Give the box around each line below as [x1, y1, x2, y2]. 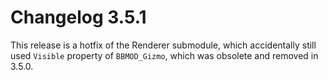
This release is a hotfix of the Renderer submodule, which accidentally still [10, 39, 317, 51]
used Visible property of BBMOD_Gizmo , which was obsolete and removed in [10, 49, 319, 61]
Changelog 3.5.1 [10, 6, 147, 29]
